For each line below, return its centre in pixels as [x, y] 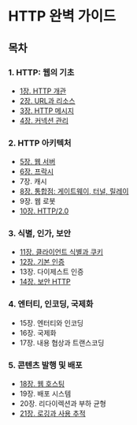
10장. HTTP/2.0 [44, 211]
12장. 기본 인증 [42, 262]
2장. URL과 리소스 [47, 100]
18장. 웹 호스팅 [42, 384]
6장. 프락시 [36, 171]
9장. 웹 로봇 [37, 201]
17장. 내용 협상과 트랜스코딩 [62, 342]
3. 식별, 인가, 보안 [40, 234]
